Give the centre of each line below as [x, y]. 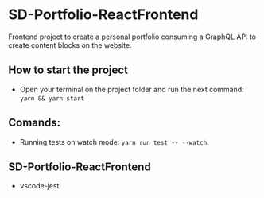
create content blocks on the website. [70, 45]
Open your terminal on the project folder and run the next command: [132, 89]
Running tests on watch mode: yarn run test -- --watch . [114, 142]
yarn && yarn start [52, 98]
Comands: [35, 123]
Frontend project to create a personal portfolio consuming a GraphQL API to [132, 37]
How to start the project [68, 70]
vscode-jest [39, 186]
